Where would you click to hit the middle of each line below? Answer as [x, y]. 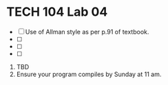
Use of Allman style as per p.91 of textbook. [87, 32]
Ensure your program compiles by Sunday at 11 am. [89, 74]
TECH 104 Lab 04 [57, 12]
